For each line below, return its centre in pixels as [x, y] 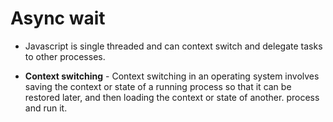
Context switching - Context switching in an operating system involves [172, 76]
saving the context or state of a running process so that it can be [158, 86]
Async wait [58, 18]
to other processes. [65, 56]
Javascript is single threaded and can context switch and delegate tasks [173, 46]
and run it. [46, 108]
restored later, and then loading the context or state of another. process [172, 97]
